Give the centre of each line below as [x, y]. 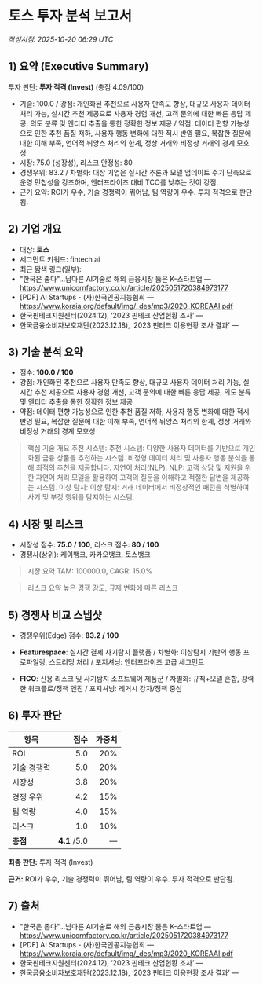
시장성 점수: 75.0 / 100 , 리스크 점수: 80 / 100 [89, 545]
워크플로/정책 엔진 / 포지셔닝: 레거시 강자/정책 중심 [105, 688]
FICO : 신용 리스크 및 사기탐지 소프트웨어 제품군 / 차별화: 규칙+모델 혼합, [129, 679]
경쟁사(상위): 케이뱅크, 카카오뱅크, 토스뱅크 [85, 555]
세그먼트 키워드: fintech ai [60, 259]
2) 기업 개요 [35, 229]
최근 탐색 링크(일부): [50, 269]
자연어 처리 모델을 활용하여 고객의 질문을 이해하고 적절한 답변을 [132, 478]
